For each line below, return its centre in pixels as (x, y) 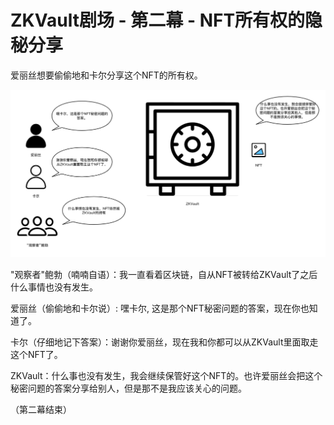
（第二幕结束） (41, 410)
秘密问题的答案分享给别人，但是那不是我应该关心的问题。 (128, 388)
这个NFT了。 (36, 355)
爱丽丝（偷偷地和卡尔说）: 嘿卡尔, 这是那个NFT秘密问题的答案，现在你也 (160, 308)
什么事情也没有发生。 (54, 287)
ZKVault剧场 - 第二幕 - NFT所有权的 (158, 20)
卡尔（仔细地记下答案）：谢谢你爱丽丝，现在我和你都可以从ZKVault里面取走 (164, 342)
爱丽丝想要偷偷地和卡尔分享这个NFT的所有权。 (106, 75)
